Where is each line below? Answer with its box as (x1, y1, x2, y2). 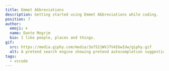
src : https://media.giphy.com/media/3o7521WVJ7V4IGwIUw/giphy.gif (10, 44, 152, 49)
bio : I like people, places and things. (10, 35, 96, 40)
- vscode (10, 58, 28, 63)
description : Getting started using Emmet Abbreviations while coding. (5, 12, 158, 17)
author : (5, 21, 22, 26)
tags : (5, 53, 17, 59)
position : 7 (5, 16, 30, 21)
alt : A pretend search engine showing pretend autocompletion (10, 49, 143, 54)
